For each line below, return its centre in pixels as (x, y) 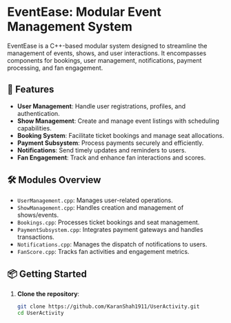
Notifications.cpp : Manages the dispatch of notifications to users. (112, 244)
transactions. (36, 237)
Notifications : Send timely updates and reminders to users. (102, 150)
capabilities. (34, 128)
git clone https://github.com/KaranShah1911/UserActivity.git (108, 307)
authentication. (38, 113)
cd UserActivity (40, 313)
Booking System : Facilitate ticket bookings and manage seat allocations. (120, 135)
